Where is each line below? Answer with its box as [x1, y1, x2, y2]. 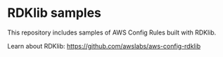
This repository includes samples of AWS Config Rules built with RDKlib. [7, 28, 217, 37]
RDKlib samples [7, 5, 102, 21]
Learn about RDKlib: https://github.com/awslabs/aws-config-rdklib [7, 42, 201, 50]
